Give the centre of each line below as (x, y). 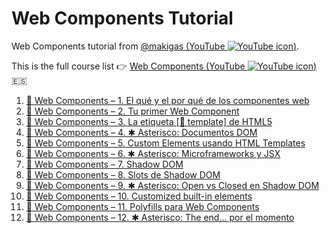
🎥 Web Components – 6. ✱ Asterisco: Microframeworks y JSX (153, 153)
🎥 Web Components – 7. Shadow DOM (104, 164)
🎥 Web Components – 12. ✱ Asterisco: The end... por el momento (160, 217)
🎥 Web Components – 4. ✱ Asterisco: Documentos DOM (141, 132)
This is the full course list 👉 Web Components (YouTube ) (164, 66)
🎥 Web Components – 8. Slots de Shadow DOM (123, 174)
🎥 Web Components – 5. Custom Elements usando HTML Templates (165, 143)
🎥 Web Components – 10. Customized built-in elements (139, 196)
